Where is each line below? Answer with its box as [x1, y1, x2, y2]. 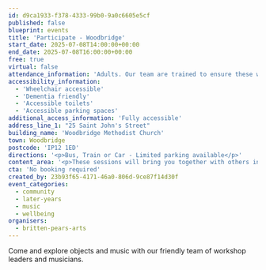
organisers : [8, 217, 47, 225]
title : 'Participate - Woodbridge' [8, 33, 126, 42]
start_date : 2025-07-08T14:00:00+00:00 [8, 41, 140, 49]
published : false [8, 19, 66, 27]
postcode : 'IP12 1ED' [8, 144, 80, 152]
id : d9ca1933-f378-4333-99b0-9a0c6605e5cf [8, 11, 150, 20]
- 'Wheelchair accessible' [15, 84, 104, 93]
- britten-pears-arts [15, 224, 87, 233]
